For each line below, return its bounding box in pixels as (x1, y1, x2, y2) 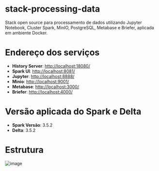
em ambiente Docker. (5, 30, 48, 36)
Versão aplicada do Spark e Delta (5, 106, 142, 117)
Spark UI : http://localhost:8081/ (12, 68, 75, 74)
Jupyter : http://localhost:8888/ (12, 73, 75, 79)
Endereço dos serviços (5, 47, 100, 58)
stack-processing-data (5, 3, 100, 15)
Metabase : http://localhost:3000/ (12, 84, 79, 90)
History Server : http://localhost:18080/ (12, 63, 91, 69)
